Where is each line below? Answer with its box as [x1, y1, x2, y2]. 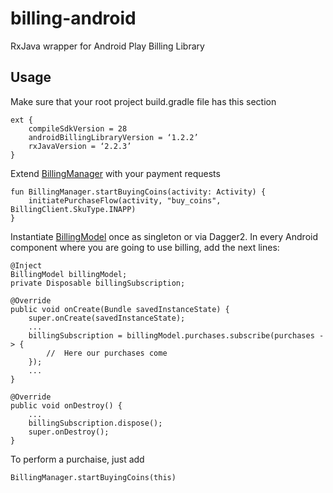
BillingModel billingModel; [10, 269, 128, 279]
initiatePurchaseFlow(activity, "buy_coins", [28, 195, 222, 206]
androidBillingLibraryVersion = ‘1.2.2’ [28, 132, 199, 142]
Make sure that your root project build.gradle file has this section [10, 95, 277, 107]
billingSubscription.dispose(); [28, 418, 163, 428]
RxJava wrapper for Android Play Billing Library [10, 40, 205, 52]
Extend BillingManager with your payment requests [10, 167, 221, 179]
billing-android [10, 7, 137, 30]
